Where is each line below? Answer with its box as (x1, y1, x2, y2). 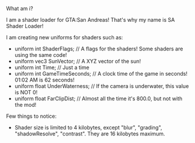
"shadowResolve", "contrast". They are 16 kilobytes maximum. (14, 130, 166, 137)
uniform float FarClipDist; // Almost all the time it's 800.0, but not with (14, 95, 183, 102)
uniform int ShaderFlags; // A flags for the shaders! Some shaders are (14, 45, 183, 52)
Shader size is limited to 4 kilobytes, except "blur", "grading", (14, 124, 163, 131)
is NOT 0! (14, 89, 38, 96)
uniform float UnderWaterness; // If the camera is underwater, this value (14, 83, 189, 90)
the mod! (14, 101, 37, 108)
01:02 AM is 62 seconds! (14, 76, 75, 83)
